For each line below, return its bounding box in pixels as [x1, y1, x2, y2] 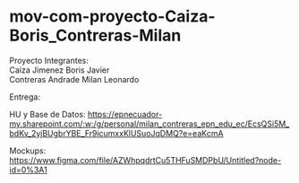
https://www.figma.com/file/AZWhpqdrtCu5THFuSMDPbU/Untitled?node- [9, 154, 282, 165]
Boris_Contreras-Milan [9, 25, 182, 46]
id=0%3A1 [9, 164, 47, 175]
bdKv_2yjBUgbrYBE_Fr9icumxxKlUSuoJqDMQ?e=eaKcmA [9, 127, 224, 138]
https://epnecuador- [87, 109, 163, 119]
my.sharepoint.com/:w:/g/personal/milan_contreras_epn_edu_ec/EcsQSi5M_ [9, 118, 290, 129]
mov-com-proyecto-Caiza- [9, 6, 217, 27]
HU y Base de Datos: [9, 109, 86, 119]
